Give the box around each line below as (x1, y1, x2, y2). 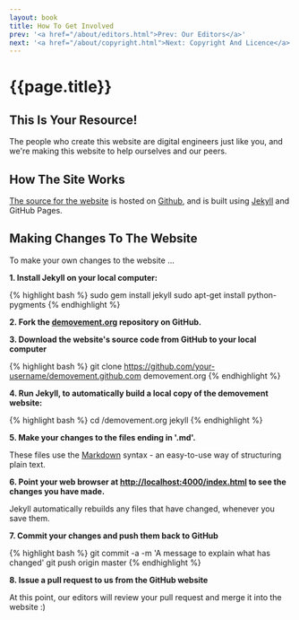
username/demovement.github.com (9, 370, 141, 381)
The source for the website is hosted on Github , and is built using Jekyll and (9, 196, 290, 206)
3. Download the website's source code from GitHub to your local (9, 334, 257, 345)
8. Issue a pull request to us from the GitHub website (9, 574, 209, 585)
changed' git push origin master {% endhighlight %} (9, 557, 201, 568)
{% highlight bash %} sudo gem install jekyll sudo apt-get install (9, 289, 246, 301)
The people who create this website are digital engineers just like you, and (9, 136, 284, 147)
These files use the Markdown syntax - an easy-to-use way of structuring (9, 450, 282, 460)
